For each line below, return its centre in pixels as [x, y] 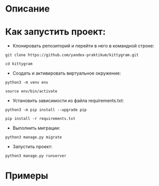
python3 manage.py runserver [36, 156]
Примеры [27, 176]
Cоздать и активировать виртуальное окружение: [67, 73]
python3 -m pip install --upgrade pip [46, 110]
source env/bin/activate [31, 91]
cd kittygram [19, 64]
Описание [28, 9]
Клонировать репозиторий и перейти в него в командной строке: [83, 46]
